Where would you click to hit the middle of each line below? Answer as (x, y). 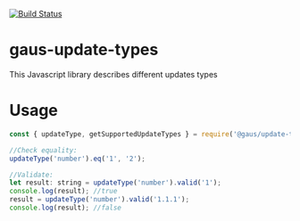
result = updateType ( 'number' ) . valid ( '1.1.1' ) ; (100, 200)
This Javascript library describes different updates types (113, 74)
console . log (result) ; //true (63, 192)
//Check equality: (43, 150)
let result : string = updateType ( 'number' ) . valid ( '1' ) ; (115, 183)
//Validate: (31, 175)
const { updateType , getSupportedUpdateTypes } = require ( (121, 134)
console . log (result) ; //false (66, 208)
